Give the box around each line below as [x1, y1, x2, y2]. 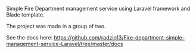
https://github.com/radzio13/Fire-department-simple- [54, 34, 185, 41]
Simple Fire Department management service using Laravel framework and [6, 5, 191, 12]
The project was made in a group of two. [6, 23, 106, 29]
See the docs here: [6, 34, 53, 41]
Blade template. [6, 11, 45, 18]
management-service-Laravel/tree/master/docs [6, 41, 123, 47]
